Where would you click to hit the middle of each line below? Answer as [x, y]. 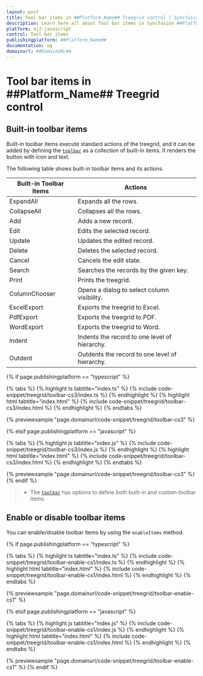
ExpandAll [24, 201]
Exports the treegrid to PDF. [117, 317]
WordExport [26, 326]
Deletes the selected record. [118, 250]
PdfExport [24, 317]
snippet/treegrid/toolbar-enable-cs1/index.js [61, 629]
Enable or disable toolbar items [66, 518]
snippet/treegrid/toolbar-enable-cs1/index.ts [61, 562]
